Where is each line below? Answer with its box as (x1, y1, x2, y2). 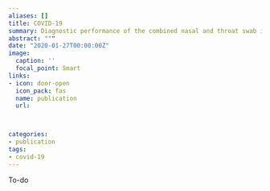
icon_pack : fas (15, 86, 67, 95)
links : (8, 72, 31, 80)
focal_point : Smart (15, 64, 81, 73)
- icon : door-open (8, 79, 70, 87)
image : (8, 49, 31, 57)
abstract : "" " (8, 34, 56, 43)
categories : (8, 131, 48, 139)
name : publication (15, 94, 78, 102)
